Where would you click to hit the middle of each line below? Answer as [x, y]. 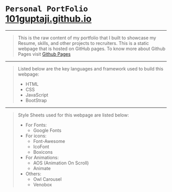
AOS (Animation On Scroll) [61, 163]
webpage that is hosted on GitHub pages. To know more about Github [91, 49]
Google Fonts [47, 130]
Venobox [42, 184]
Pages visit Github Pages [44, 54]
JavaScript [37, 95]
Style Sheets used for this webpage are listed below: [73, 115]
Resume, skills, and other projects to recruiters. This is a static [83, 43]
